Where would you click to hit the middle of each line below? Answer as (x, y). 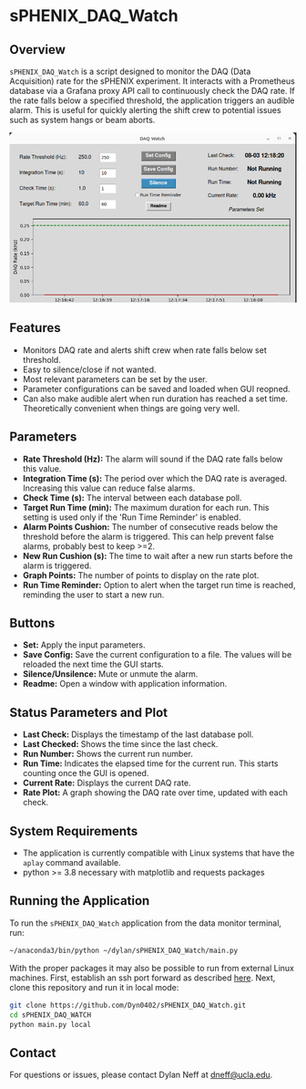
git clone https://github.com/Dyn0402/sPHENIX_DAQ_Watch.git (128, 1005)
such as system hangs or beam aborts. (82, 120)
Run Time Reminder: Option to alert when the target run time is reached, (159, 585)
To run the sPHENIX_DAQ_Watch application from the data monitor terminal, (146, 923)
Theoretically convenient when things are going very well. (131, 408)
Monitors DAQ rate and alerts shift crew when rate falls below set (144, 350)
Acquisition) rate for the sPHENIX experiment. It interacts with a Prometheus (153, 81)
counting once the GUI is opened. (86, 773)
